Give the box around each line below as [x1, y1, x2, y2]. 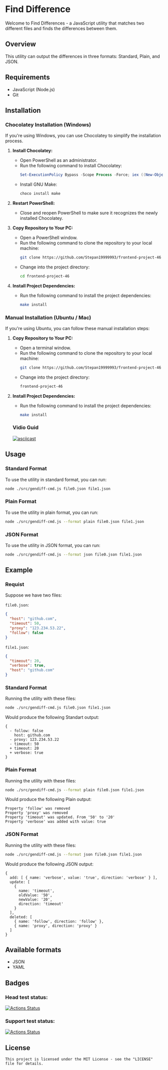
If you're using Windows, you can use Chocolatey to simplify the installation [5, 133, 161, 139]
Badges [5, 978, 29, 987]
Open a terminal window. [19, 345, 71, 351]
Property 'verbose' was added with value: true [5, 819, 106, 825]
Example [5, 566, 33, 575]
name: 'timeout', [18, 888, 55, 893]
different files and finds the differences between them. [5, 25, 117, 31]
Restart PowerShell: [12, 200, 55, 206]
